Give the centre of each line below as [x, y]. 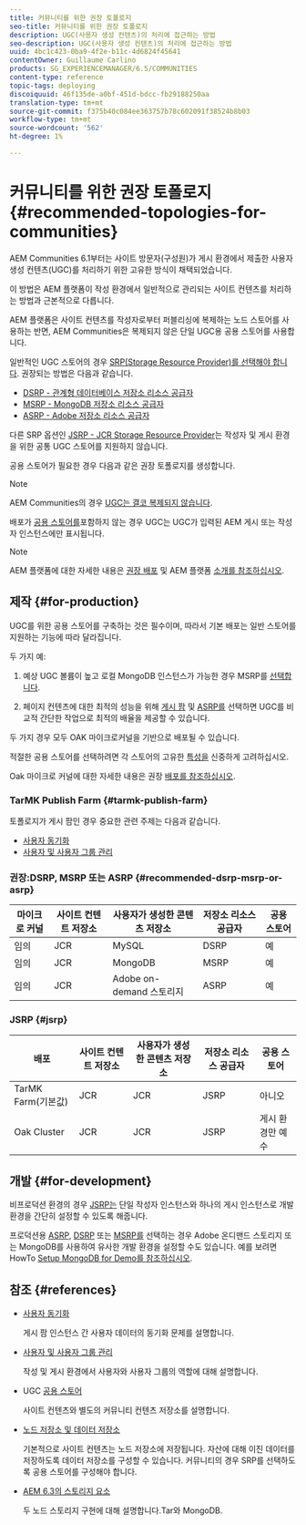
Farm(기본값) [41, 1101]
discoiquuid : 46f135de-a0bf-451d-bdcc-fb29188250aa [109, 94]
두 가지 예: [28, 656]
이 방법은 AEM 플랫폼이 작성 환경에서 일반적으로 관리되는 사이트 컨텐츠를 [138, 289]
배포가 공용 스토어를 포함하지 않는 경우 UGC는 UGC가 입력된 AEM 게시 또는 [143, 521]
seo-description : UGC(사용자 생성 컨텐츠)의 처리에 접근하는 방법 [121, 43]
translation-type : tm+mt [56, 103]
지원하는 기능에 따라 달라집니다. [66, 637]
